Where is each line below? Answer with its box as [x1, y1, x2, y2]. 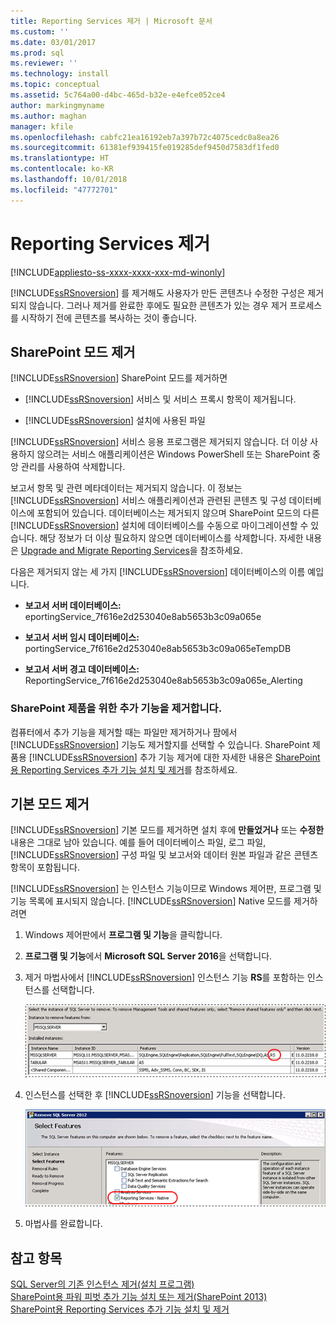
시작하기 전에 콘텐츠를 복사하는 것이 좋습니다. [20, 311, 198, 324]
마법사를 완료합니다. [24, 1218, 103, 1230]
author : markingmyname [10, 100, 105, 110]
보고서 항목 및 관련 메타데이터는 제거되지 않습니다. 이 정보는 [10, 482, 243, 494]
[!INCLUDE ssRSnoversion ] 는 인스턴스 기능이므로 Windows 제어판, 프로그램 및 [10, 883, 322, 895]
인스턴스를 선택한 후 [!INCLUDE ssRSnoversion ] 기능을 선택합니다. [24, 1089, 286, 1101]
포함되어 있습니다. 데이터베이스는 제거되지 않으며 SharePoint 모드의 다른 [36, 507, 320, 519]
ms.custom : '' [10, 26, 70, 37]
